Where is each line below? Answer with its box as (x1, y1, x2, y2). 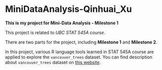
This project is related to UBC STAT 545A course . (5, 29, 105, 35)
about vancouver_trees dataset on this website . (5, 59, 101, 65)
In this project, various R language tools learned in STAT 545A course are (5, 49, 154, 55)
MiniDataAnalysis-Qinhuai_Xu (5, 3, 132, 15)
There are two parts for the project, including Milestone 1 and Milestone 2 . (5, 39, 158, 45)
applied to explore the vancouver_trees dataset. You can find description (5, 54, 153, 60)
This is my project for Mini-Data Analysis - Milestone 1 (5, 20, 119, 26)
